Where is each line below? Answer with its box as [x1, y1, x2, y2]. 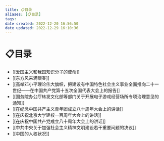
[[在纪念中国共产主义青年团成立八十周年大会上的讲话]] [12, 106, 123, 112]
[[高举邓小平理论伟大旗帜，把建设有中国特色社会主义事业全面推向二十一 [12, 81, 160, 87]
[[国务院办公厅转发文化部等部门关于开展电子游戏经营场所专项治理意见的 [12, 94, 160, 99]
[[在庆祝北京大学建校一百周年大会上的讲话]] [12, 112, 102, 118]
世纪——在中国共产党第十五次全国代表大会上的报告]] [12, 88, 120, 94]
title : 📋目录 [5, 7, 32, 12]
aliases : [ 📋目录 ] [5, 12, 41, 17]
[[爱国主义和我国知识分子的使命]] [12, 69, 80, 75]
